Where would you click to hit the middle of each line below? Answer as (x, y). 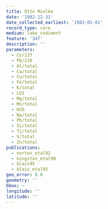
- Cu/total (25, 77)
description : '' (26, 44)
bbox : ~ (15, 186)
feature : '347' (25, 39)
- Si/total (25, 126)
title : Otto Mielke (30, 11)
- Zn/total (25, 142)
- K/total (23, 88)
